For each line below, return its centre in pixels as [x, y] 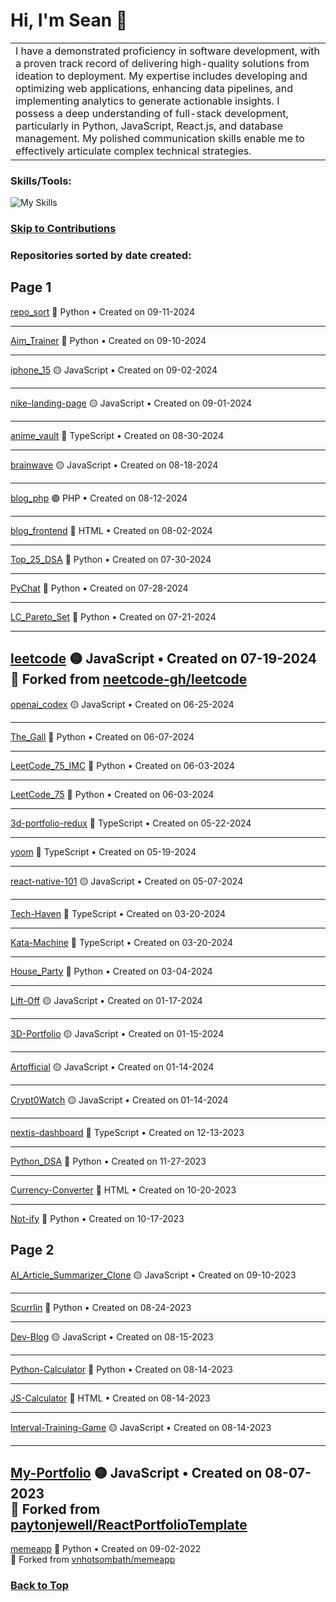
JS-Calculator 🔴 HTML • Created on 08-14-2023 [110, 1398]
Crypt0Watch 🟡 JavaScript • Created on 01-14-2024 [119, 1100]
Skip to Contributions [63, 229]
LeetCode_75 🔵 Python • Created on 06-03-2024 [112, 794]
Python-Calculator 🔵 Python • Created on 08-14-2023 [121, 1369]
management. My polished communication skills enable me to [160, 138]
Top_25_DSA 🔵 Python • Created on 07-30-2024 [111, 559]
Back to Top [40, 1586]
